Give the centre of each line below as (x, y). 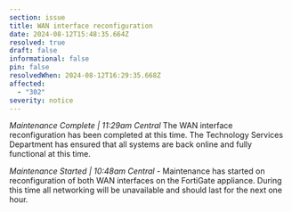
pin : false (29, 68)
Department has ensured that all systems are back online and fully (130, 144)
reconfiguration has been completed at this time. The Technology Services (146, 135)
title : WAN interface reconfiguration (81, 26)
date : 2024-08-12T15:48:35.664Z (69, 34)
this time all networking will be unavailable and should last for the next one (146, 190)
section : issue (37, 17)
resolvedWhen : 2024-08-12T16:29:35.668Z (85, 76)
